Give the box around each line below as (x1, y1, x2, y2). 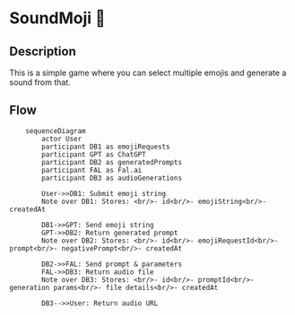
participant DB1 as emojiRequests (41, 142, 170, 151)
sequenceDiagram (25, 126, 87, 135)
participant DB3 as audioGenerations (41, 174, 182, 183)
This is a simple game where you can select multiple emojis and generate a (9, 67, 287, 78)
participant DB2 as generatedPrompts (41, 157, 182, 166)
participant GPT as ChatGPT (41, 149, 146, 159)
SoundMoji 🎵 (9, 8, 106, 29)
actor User (41, 134, 82, 143)
